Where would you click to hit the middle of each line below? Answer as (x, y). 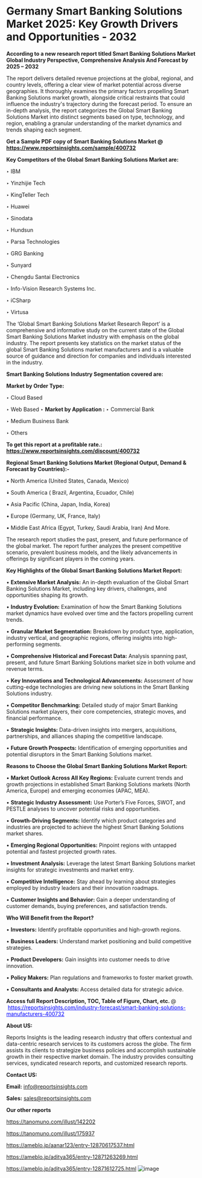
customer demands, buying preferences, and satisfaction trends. (87, 906)
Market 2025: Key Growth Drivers (92, 24)
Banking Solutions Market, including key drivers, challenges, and (87, 588)
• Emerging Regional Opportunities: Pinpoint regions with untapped (91, 845)
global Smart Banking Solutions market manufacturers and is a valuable (95, 349)
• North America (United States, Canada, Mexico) (68, 481)
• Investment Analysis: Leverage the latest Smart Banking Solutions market (101, 863)
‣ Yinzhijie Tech (26, 183)
